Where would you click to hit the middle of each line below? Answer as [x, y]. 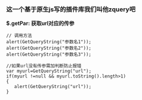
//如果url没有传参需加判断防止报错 [44, 66]
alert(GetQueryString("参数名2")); [49, 49]
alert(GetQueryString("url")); [53, 87]
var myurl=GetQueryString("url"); [49, 71]
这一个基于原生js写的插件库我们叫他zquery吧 [71, 9]
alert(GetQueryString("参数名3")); [49, 54]
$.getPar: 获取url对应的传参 [40, 23]
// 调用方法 [19, 36]
